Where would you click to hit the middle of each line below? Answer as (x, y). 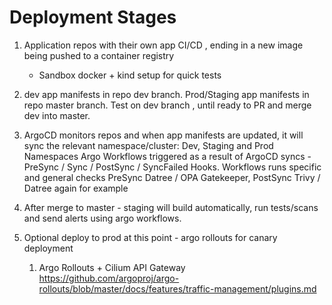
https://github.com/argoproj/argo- (109, 278)
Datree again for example (76, 188)
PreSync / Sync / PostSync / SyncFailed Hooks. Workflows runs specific (172, 167)
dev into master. (57, 115)
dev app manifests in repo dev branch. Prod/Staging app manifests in (166, 94)
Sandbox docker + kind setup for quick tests (130, 75)
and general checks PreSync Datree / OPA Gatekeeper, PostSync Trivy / (172, 177)
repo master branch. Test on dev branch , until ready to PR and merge (167, 105)
